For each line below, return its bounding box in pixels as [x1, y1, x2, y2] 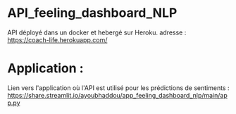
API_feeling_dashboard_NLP [7, 5, 178, 21]
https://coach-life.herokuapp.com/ [7, 35, 108, 44]
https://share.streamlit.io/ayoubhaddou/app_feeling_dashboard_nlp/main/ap [7, 91, 228, 99]
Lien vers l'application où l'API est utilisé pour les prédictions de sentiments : [7, 83, 230, 92]
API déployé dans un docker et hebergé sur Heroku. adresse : [7, 28, 187, 37]
